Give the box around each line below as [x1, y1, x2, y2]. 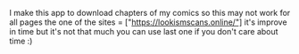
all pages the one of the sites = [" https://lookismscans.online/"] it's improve [9, 17, 287, 27]
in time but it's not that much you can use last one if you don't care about [9, 27, 278, 36]
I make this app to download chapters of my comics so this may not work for [9, 8, 291, 18]
